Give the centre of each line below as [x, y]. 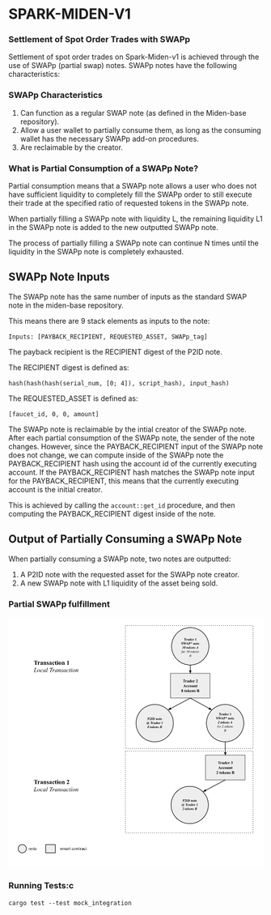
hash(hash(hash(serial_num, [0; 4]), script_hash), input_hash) [119, 383]
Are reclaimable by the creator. [72, 147]
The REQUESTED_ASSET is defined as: [73, 398]
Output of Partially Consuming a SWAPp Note [125, 539]
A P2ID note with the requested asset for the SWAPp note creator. [130, 574]
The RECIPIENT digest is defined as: [69, 367]
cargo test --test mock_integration [70, 904]
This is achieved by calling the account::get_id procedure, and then [122, 505]
